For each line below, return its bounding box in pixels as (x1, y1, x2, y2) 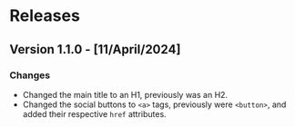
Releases (9, 5, 80, 26)
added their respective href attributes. (22, 108, 167, 119)
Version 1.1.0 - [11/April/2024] (9, 42, 181, 57)
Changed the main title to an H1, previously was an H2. (22, 89, 229, 100)
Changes (9, 69, 51, 82)
